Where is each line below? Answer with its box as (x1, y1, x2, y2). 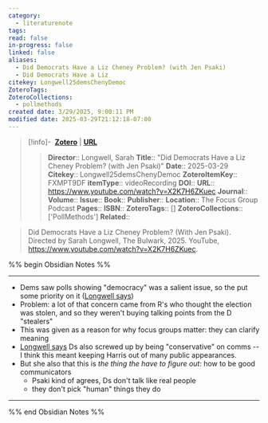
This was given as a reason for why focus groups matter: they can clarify (19, 324, 260, 335)
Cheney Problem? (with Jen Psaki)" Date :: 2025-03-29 (47, 161, 229, 170)
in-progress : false (8, 41, 73, 49)
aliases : (8, 57, 37, 65)
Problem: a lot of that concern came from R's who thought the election (19, 300, 252, 309)
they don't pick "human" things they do (31, 384, 161, 394)
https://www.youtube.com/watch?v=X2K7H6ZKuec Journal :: (47, 186, 248, 196)
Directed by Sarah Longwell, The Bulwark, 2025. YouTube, (27, 236, 220, 245)
